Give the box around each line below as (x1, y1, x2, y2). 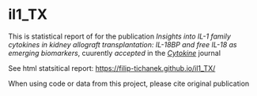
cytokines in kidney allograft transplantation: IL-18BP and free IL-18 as (8, 39, 237, 49)
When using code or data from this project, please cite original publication (8, 79, 250, 88)
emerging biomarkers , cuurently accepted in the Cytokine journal (8, 48, 221, 57)
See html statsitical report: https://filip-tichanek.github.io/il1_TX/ (8, 63, 216, 72)
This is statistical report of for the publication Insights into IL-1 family (8, 31, 232, 41)
